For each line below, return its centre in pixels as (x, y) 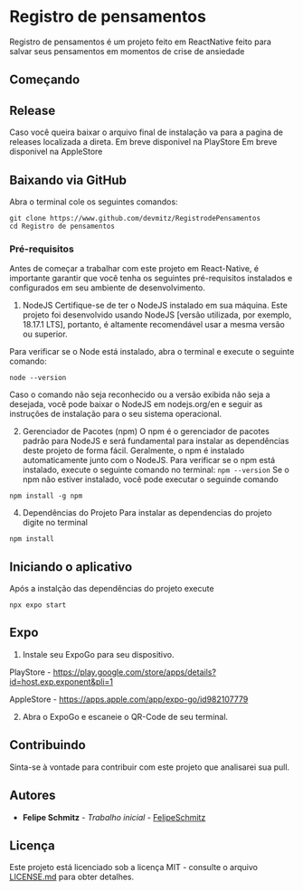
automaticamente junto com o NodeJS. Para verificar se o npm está (149, 460)
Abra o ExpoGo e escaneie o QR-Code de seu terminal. (125, 716)
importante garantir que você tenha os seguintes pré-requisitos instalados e (151, 279)
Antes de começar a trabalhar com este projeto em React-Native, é (134, 269)
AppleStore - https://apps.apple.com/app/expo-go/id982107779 (129, 699)
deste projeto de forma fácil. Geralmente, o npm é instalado (133, 450)
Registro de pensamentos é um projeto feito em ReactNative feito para (140, 42)
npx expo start (38, 605)
